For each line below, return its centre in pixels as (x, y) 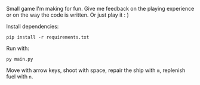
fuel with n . (20, 76)
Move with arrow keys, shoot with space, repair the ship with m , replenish (96, 70)
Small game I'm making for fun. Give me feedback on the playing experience (100, 9)
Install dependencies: (33, 26)
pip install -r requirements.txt (48, 37)
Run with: (18, 48)
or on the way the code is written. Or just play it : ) (68, 15)
